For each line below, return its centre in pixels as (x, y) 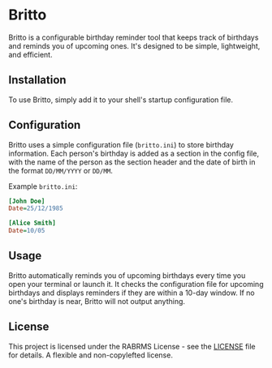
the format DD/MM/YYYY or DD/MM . (61, 170)
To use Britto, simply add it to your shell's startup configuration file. (121, 100)
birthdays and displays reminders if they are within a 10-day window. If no (132, 293)
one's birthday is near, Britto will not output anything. (97, 301)
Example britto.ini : (43, 186)
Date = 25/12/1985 (36, 208)
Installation (37, 80)
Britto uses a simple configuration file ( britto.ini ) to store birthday (121, 144)
